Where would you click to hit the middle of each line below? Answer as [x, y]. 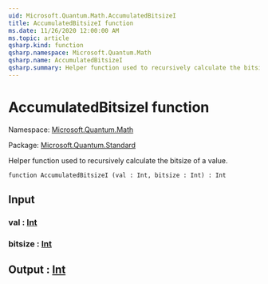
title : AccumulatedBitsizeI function [71, 23]
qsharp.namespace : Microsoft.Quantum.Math [80, 53]
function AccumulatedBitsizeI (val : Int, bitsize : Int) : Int [117, 175]
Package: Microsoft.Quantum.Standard [72, 145]
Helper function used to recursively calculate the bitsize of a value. [118, 160]
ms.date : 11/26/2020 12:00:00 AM [64, 30]
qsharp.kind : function [46, 46]
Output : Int [37, 270]
